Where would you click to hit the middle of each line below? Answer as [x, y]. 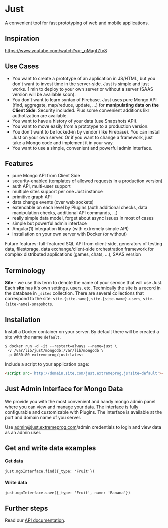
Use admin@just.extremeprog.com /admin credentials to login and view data [83, 427]
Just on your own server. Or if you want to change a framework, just [83, 137]
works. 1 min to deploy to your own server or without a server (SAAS [83, 89]
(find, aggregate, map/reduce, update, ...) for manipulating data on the [85, 105]
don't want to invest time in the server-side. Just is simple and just [81, 84]
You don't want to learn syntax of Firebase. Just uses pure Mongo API [84, 100]
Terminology [25, 270]
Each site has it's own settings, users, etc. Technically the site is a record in [83, 288]
